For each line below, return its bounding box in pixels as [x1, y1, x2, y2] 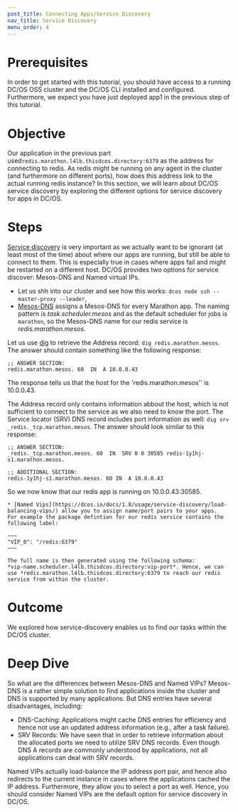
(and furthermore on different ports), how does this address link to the [7, 172, 213, 180]
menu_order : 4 [7, 23, 50, 31]
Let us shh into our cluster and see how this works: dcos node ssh [17, 287, 210, 295]
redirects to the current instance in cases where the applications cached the [7, 775, 231, 784]
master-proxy [17, 296, 57, 303]
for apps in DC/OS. [7, 194, 63, 203]
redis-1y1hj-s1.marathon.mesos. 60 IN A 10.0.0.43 [7, 475, 163, 483]
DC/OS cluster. [7, 631, 51, 639]
